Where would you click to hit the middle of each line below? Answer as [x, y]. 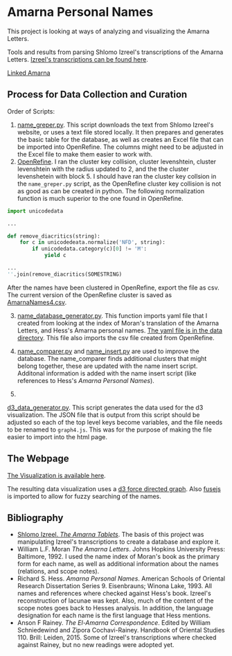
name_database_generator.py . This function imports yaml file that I [112, 315]
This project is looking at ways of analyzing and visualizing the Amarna [108, 31]
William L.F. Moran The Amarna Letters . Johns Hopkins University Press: [121, 549]
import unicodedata [35, 211]
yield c [55, 256]
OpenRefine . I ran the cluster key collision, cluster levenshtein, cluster [117, 161]
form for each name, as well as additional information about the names [118, 564]
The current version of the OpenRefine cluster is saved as [89, 294]
